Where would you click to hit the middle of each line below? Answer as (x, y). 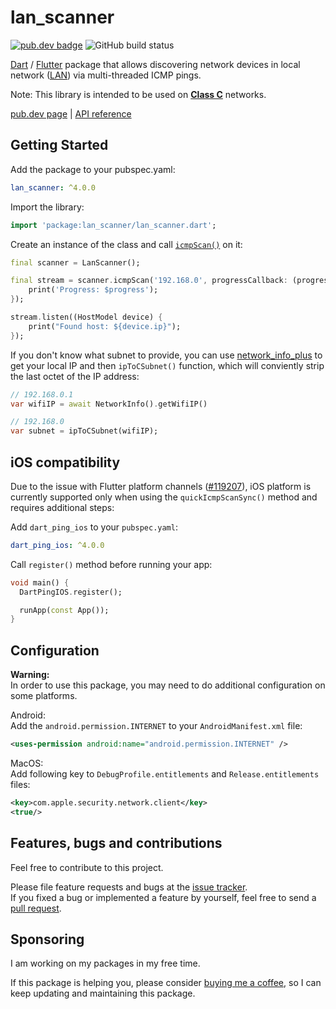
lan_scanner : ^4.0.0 (53, 187)
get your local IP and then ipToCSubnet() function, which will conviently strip (167, 365)
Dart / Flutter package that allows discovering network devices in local (155, 64)
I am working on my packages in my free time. (105, 963)
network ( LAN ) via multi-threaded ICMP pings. (106, 75)
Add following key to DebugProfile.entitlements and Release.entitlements (165, 774)
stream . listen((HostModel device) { (86, 317)
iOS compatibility (65, 462)
